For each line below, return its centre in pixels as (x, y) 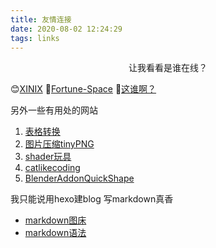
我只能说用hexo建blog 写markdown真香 (92, 199)
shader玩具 (48, 157)
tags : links (35, 38)
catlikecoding (52, 168)
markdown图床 (55, 220)
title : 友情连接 (41, 19)
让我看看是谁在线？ (168, 68)
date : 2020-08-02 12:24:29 (66, 29)
